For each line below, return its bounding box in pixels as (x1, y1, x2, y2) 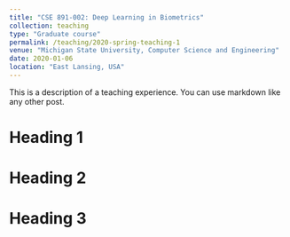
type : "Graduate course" (9, 29, 101, 38)
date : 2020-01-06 (9, 54, 74, 63)
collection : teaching (9, 21, 90, 30)
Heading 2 (9, 168, 87, 188)
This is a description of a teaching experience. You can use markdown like (9, 86, 281, 98)
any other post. (9, 96, 65, 107)
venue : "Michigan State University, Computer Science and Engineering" (9, 46, 279, 55)
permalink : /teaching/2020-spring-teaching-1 (9, 37, 180, 47)
